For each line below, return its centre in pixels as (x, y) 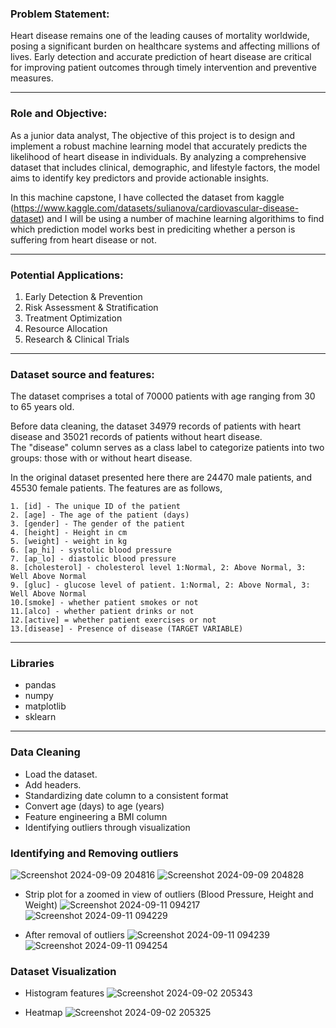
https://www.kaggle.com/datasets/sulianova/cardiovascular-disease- (156, 208)
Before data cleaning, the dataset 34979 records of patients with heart (155, 426)
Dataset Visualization (63, 971)
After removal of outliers (74, 935)
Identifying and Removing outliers (94, 853)
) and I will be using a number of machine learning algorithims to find (183, 218)
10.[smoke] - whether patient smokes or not (104, 603)
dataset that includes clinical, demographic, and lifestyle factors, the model (165, 167)
